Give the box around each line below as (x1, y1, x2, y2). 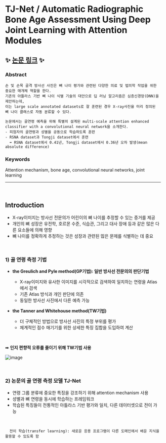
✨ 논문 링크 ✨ (5, 56, 44, 64)
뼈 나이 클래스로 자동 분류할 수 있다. (5, 109, 72, 114)
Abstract (5, 71, 27, 78)
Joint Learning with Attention (5, 25, 127, 36)
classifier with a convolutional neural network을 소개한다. (5, 124, 128, 129)
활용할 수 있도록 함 (5, 434, 39, 439)
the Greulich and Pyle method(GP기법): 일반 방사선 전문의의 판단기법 (12, 268, 149, 274)
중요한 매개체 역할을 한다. (5, 88, 51, 93)
